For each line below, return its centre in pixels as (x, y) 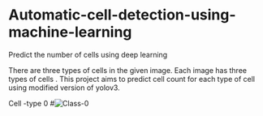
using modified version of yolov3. (64, 88)
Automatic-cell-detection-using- (123, 15)
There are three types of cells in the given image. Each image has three (128, 70)
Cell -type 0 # (32, 103)
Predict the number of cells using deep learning (88, 54)
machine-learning (70, 32)
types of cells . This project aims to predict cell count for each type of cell (132, 79)
